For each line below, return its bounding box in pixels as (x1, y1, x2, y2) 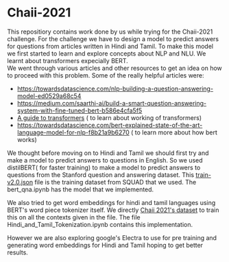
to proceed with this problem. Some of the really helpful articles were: (7, 71, 204, 80)
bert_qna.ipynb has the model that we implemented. (7, 185, 154, 193)
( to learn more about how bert (130, 128, 218, 136)
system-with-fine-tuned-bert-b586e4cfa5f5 (16, 106, 143, 115)
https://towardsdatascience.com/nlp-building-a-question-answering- (16, 84, 214, 93)
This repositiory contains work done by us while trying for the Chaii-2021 (7, 27, 213, 36)
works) (16, 135, 38, 143)
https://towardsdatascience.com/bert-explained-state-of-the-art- (16, 121, 203, 129)
